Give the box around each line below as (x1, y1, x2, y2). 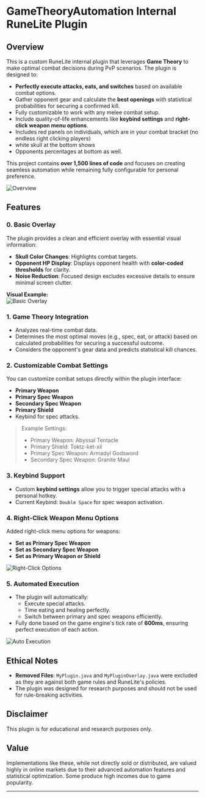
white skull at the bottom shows (15, 141, 96, 148)
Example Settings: (21, 425, 67, 432)
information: (6, 241, 37, 248)
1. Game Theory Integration (6, 312, 89, 321)
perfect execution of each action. (15, 626, 99, 633)
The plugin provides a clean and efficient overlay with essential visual (6, 234, 181, 242)
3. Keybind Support (6, 471, 65, 480)
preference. (6, 173, 36, 180)
